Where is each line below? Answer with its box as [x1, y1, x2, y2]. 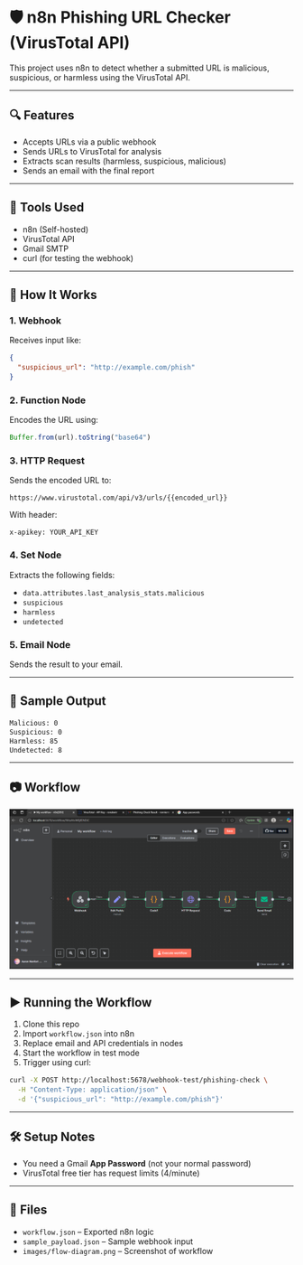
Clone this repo [22, 1018, 79, 1030]
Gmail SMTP [22, 243, 69, 254]
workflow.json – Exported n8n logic [22, 1226, 155, 1237]
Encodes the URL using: [9, 415, 99, 426]
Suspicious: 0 [9, 727, 63, 736]
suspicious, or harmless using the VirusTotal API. [9, 71, 191, 82]
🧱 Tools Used [9, 200, 85, 215]
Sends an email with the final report [22, 164, 155, 176]
